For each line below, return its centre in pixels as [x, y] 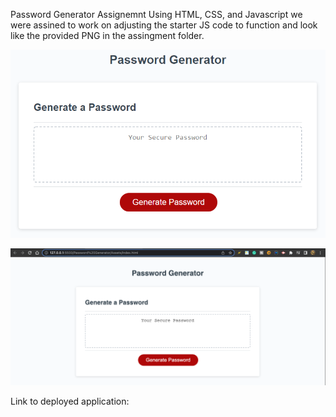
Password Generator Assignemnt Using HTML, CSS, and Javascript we [156, 14]
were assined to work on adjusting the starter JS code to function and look [164, 25]
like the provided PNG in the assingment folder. [107, 35]
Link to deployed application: [70, 401]
